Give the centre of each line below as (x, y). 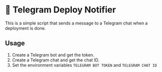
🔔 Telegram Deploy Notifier (61, 10)
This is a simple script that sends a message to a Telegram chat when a (76, 23)
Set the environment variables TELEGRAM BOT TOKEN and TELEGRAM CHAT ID (84, 65)
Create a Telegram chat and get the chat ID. (56, 60)
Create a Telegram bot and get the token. (53, 55)
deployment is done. (25, 28)
